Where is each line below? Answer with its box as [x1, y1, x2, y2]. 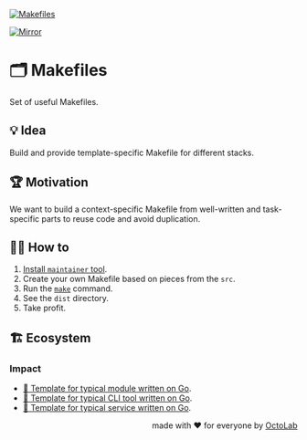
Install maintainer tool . [22, 264, 108, 275]
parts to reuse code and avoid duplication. [41, 213, 201, 224]
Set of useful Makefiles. [9, 96, 99, 107]
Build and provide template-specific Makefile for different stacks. [9, 147, 254, 158]
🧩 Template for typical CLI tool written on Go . [22, 393, 193, 403]
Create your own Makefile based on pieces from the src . [22, 274, 236, 285]
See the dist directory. [22, 293, 110, 304]
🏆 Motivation [9, 174, 89, 191]
